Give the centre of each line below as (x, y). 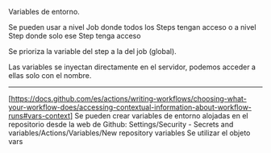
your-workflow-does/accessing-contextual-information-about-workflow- (130, 107)
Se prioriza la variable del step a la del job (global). (93, 51)
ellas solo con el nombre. (50, 75)
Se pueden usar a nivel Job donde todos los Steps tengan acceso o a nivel (132, 27)
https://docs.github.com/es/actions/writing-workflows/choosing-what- (129, 99)
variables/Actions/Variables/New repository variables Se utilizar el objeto (129, 133)
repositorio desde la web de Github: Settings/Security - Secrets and (121, 124)
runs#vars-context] (41, 116)
